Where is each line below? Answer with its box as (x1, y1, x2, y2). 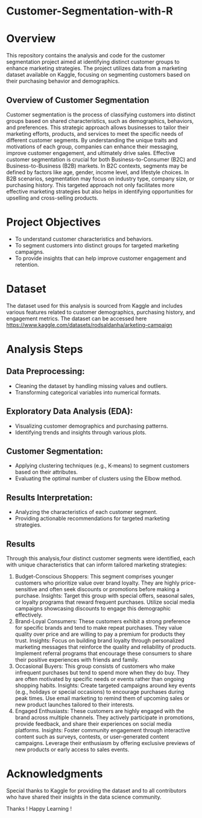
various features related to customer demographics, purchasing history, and (6, 308, 195, 315)
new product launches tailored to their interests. (14, 701, 134, 708)
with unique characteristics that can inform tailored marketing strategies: (6, 561, 187, 568)
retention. (14, 261, 39, 268)
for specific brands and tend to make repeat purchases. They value (14, 624, 183, 632)
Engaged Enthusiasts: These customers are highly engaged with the (14, 708, 185, 715)
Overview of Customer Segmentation (6, 95, 150, 105)
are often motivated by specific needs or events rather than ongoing (14, 676, 185, 683)
